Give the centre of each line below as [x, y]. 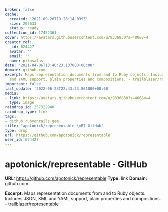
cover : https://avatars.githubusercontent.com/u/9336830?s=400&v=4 [77, 38]
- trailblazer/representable [32, 204]
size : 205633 [23, 24]
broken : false [20, 10]
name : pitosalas [26, 61]
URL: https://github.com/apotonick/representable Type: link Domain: [76, 178]
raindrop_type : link [27, 112]
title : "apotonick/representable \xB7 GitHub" [54, 126]
